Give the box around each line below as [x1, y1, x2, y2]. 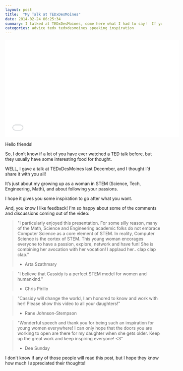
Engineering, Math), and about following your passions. [5, 186, 118, 192]
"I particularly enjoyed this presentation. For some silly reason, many [17, 220, 158, 226]
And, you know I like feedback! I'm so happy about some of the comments [5, 205, 157, 211]
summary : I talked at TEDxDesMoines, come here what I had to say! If [5, 21, 156, 26]
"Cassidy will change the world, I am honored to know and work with [17, 296, 158, 302]
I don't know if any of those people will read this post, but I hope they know [5, 355, 159, 361]
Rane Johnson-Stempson [24, 310, 77, 316]
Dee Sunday [24, 345, 50, 351]
